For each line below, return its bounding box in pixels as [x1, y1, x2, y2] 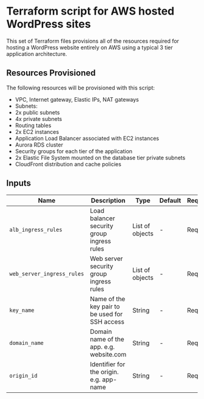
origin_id [9, 372, 38, 379]
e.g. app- [90, 375, 117, 384]
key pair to [90, 302, 120, 311]
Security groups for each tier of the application [15, 147, 132, 154]
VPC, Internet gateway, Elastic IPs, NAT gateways [15, 95, 139, 103]
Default [159, 196, 182, 204]
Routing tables [15, 122, 52, 129]
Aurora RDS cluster [15, 141, 64, 148]
